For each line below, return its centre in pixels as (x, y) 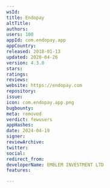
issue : (15, 97)
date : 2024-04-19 (28, 131)
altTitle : (19, 23)
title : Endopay (25, 18)
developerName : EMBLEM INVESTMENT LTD (55, 165)
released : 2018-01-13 (34, 52)
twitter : (17, 148)
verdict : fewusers (29, 119)
